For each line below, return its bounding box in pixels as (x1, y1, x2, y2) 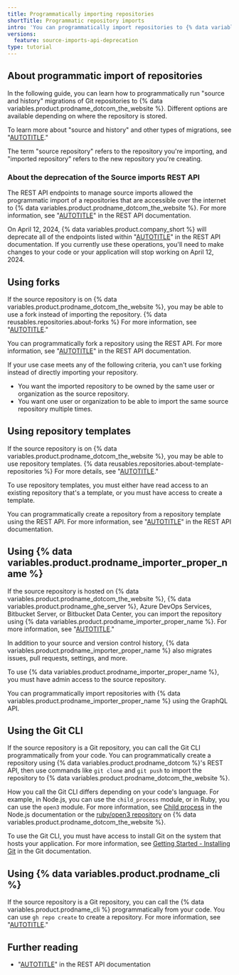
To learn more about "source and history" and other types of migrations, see (7, 126, 232, 134)
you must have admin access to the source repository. (7, 675, 166, 683)
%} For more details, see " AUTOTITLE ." (43, 466, 159, 475)
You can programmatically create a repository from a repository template (7, 509, 221, 518)
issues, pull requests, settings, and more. (7, 653, 128, 662)
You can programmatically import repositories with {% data (7, 689, 181, 698)
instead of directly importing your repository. (7, 368, 139, 377)
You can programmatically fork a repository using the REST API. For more (7, 339, 223, 347)
